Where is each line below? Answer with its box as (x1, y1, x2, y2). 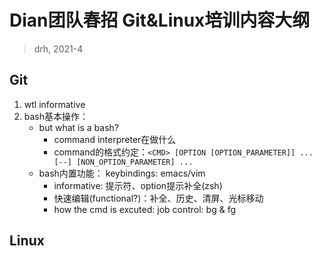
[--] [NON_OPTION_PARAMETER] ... (53, 157, 194, 167)
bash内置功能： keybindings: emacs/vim (38, 167, 206, 179)
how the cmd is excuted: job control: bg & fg (53, 203, 236, 215)
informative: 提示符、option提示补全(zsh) (53, 179, 223, 191)
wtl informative (23, 98, 86, 110)
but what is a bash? (38, 121, 119, 133)
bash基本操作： (23, 110, 89, 122)
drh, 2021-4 (33, 42, 84, 55)
